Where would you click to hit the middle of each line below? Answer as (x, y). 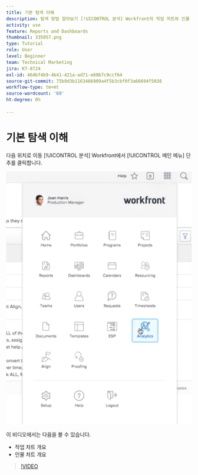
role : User (19, 50)
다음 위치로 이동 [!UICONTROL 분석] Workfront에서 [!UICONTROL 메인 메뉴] (95, 155)
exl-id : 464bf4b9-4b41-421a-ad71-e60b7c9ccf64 (64, 75)
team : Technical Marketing (39, 62)
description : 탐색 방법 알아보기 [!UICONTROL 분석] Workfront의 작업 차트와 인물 (98, 19)
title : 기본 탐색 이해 (30, 12)
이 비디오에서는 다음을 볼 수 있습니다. (49, 434)
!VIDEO (29, 466)
